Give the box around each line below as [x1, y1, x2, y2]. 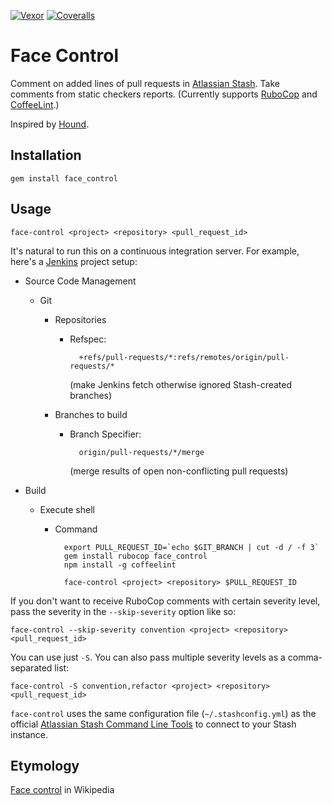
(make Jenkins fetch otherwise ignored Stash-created [69, 378, 293, 390]
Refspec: [69, 333, 107, 345]
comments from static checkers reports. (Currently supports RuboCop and [10, 88, 318, 100]
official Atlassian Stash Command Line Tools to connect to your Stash [10, 718, 297, 730]
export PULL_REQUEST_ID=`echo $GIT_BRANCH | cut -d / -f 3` [63, 542, 320, 552]
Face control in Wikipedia [10, 784, 115, 796]
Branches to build [54, 408, 128, 420]
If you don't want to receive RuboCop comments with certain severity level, [10, 595, 321, 607]
